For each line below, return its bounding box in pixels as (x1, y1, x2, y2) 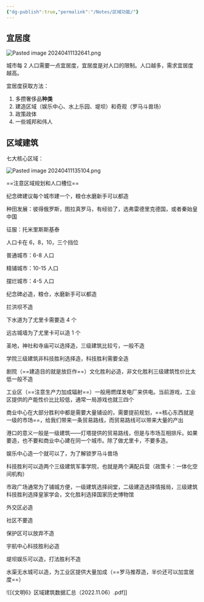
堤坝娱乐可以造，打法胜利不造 (6, 555, 81, 563)
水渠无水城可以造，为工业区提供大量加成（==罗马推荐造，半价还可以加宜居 (6, 569, 194, 576)
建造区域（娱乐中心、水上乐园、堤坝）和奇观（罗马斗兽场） (15, 103, 165, 110)
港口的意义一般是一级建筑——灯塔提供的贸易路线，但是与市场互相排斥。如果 (6, 429, 198, 437)
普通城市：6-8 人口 (6, 251, 55, 259)
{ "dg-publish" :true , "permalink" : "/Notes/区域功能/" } (6, 9, 139, 15)
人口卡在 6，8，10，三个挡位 (6, 239, 79, 246)
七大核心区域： (6, 155, 44, 162)
